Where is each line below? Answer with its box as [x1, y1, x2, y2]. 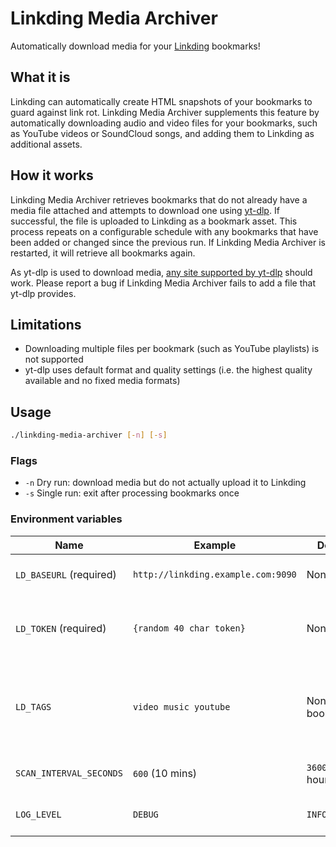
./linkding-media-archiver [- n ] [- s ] [10, 430, 168, 441]
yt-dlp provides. [10, 287, 77, 299]
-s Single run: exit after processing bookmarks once [24, 487, 240, 499]
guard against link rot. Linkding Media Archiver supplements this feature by [10, 106, 320, 118]
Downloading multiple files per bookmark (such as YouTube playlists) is [24, 343, 320, 355]
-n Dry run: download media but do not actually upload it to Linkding [24, 477, 307, 489]
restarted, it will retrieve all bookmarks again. [10, 247, 196, 259]
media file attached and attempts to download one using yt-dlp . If [10, 204, 280, 216]
